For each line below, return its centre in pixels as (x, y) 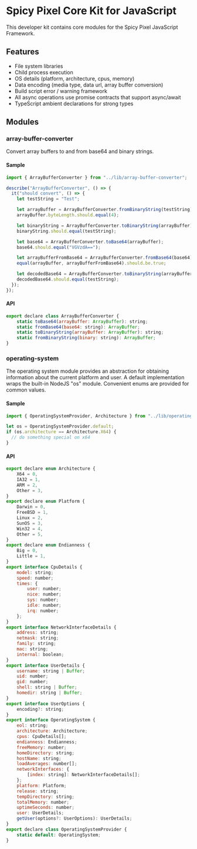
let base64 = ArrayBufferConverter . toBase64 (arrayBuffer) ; (90, 242)
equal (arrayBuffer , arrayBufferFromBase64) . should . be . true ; (91, 263)
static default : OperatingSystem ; (59, 835)
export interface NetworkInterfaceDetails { (61, 627)
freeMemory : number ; (42, 747)
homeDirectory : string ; (46, 753)
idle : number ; (44, 606)
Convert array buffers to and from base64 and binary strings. (80, 152)
